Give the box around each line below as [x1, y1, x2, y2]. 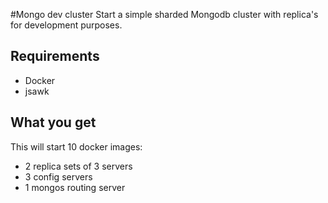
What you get [10, 114, 97, 131]
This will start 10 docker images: [10, 140, 143, 153]
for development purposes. [10, 19, 123, 31]
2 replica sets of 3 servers [24, 160, 133, 172]
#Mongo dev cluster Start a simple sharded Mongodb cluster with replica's [10, 9, 319, 20]
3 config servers [24, 170, 93, 183]
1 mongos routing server [24, 181, 126, 193]
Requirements [10, 48, 100, 65]
